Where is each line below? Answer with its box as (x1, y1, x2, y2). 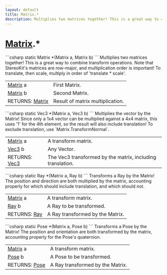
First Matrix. (53, 82, 81, 89)
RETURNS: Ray (7, 211, 43, 218)
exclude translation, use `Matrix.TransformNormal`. (5, 127, 109, 133)
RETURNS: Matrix (7, 98, 49, 105)
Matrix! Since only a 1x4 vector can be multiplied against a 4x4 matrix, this (5, 116, 158, 122)
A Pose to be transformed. (50, 254, 112, 261)
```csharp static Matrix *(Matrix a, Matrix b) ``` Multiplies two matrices (5, 54, 148, 60)
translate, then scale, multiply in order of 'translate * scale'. (5, 70, 126, 76)
